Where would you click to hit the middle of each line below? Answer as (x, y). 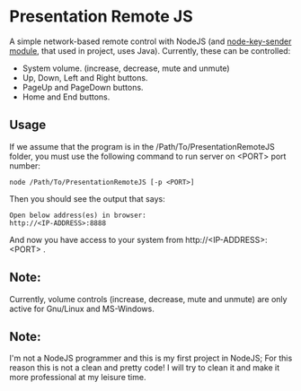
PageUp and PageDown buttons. (83, 87)
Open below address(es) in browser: (78, 215)
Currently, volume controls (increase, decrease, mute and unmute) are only (148, 299)
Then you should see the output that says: (87, 198)
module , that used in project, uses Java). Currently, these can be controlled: (150, 50)
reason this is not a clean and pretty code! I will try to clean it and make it (145, 368)
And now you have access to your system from (97, 239)
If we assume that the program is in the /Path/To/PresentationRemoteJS (142, 146)
